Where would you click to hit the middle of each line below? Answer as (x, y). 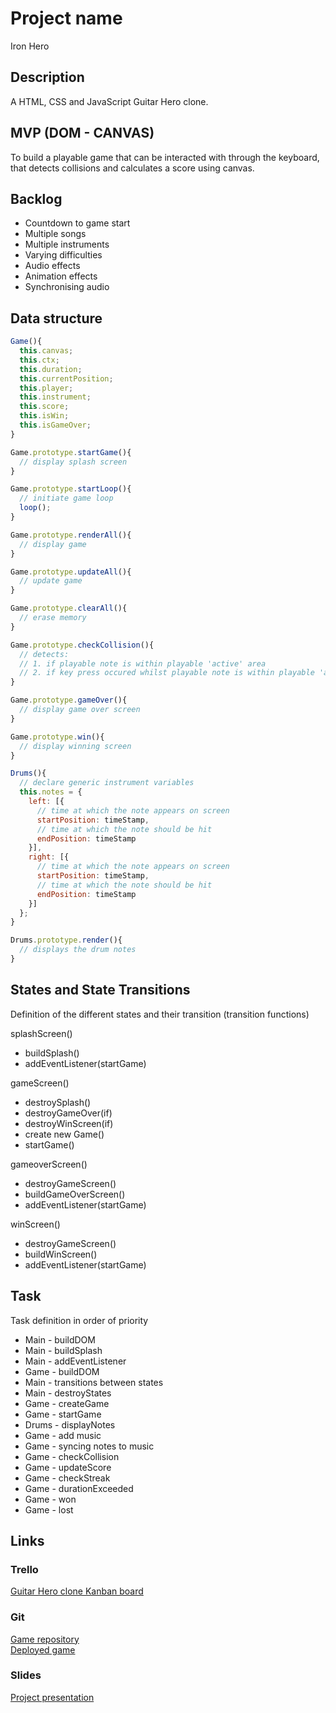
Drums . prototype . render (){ (66, 940)
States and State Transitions (100, 990)
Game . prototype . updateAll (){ (71, 572)
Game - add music (63, 1435)
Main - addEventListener (75, 1361)
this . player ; (46, 388)
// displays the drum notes (78, 950)
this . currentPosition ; (66, 378)
